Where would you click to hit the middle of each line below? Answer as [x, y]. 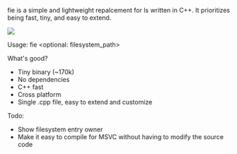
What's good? [28, 58]
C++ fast [30, 87]
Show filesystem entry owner [60, 129]
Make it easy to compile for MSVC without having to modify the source [121, 137]
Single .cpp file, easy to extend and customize [85, 102]
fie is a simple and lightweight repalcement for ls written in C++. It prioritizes [119, 10]
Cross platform [39, 94]
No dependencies [44, 79]
